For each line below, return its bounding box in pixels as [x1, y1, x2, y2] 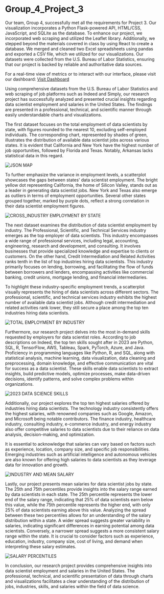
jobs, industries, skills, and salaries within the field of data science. [5, 583, 140, 589]
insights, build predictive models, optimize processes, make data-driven [5, 370, 150, 376]
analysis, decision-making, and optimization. [5, 431, 95, 437]
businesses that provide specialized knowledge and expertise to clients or [5, 248, 155, 254]
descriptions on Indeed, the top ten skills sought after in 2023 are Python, [5, 339, 154, 345]
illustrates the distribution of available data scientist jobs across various [5, 137, 149, 143]
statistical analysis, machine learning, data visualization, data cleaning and [5, 355, 155, 361]
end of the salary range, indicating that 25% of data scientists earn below [5, 496, 153, 502]
